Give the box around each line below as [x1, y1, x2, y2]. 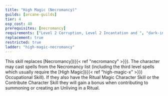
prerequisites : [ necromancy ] [5, 26, 66, 31]
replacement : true [5, 35, 43, 40]
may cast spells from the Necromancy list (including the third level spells [5, 63, 154, 69]
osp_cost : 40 [5, 21, 32, 26]
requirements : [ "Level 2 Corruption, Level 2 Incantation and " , [5, 30, 144, 35]
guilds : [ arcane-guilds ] [5, 12, 57, 17]
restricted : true [5, 40, 41, 45]
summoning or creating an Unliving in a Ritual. [5, 84, 100, 90]
